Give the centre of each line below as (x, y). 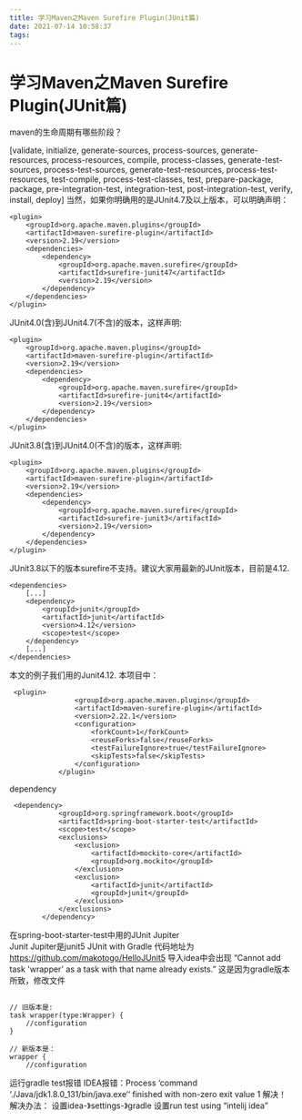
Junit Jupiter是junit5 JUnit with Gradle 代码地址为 (102, 946)
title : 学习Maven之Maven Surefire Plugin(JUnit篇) (105, 18)
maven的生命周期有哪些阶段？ (66, 132)
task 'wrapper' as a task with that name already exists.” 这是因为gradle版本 (150, 969)
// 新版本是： (33, 1049)
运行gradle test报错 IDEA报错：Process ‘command (104, 1083)
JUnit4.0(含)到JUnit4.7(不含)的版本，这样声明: (96, 323)
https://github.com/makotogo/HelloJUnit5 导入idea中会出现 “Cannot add (146, 958)
